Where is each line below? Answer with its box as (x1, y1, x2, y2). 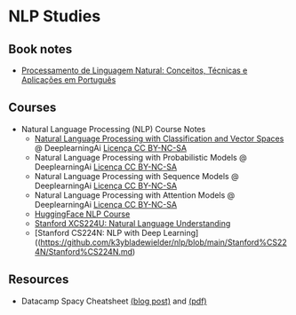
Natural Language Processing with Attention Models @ (34, 189, 236, 201)
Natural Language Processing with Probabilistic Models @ (34, 152, 247, 162)
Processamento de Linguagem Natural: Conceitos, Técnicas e (20, 65, 248, 75)
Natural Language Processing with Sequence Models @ (34, 170, 239, 181)
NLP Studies (8, 6, 101, 27)
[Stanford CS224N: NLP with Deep (34, 227, 162, 238)
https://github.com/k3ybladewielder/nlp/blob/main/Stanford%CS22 (40, 237, 287, 248)
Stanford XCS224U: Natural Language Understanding (34, 217, 231, 228)
